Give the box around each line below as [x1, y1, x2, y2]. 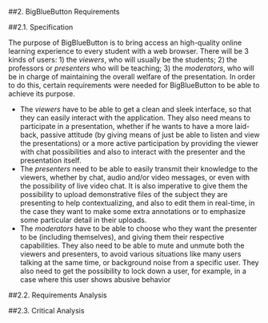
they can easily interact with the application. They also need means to [19, 113, 250, 123]
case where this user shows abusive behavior [19, 275, 171, 284]
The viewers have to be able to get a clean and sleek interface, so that [19, 104, 252, 114]
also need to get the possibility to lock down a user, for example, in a [19, 266, 246, 276]
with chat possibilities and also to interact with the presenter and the [19, 147, 246, 156]
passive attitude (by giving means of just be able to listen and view [40, 130, 260, 139]
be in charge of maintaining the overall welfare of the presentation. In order [8, 72, 256, 81]
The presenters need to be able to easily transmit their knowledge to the [19, 164, 258, 173]
